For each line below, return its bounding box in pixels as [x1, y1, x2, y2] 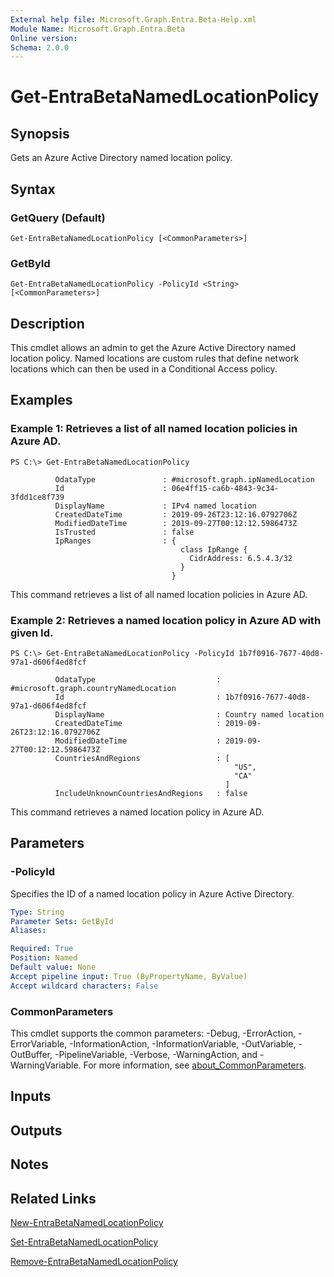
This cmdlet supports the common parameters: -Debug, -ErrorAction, [10, 1027, 297, 1040]
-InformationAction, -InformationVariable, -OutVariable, [69, 1038, 297, 1050]
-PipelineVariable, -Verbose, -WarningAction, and [54, 1049, 258, 1061]
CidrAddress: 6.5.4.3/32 [189, 553, 293, 563]
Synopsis [10, 125, 70, 142]
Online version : [10, 33, 78, 43]
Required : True [10, 944, 74, 954]
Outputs [10, 1122, 63, 1139]
